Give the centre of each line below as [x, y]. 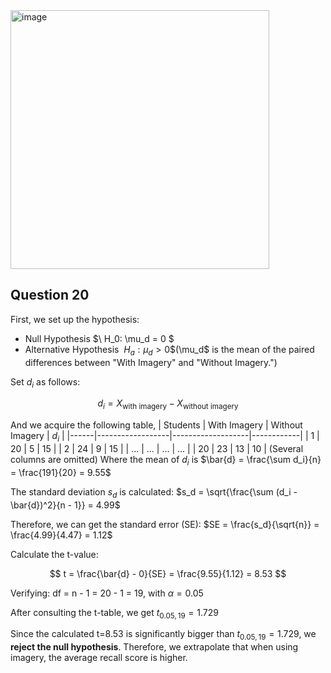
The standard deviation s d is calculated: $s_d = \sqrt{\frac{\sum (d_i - [154, 492]
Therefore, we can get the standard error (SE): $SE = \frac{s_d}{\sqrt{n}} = [165, 524]
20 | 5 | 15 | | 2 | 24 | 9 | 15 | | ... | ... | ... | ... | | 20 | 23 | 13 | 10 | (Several [157, 448]
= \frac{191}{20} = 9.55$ [61, 472]
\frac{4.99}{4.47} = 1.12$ [61, 535]
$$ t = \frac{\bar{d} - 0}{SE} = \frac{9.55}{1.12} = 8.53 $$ [168, 573]
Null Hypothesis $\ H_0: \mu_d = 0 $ [99, 338]
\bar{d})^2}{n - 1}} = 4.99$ [65, 505]
